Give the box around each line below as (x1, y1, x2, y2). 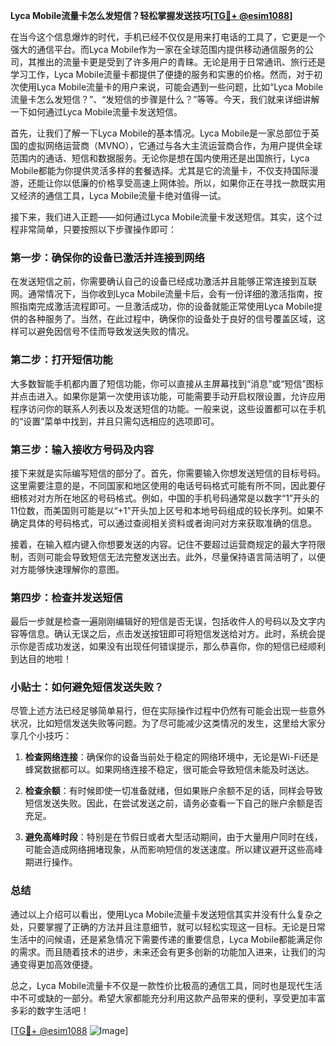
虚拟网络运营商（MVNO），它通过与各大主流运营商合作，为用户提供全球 (27, 140, 323, 151)
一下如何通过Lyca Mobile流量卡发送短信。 (10, 106, 183, 118)
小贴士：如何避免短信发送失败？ (10, 680, 165, 694)
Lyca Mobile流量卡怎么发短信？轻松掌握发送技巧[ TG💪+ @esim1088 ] (10, 10, 293, 21)
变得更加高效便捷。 (18, 958, 98, 970)
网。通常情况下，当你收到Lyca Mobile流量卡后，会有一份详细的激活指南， (10, 288, 315, 300)
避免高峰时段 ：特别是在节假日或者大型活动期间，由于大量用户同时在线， (24, 831, 323, 843)
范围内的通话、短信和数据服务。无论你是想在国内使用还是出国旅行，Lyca (10, 152, 310, 164)
